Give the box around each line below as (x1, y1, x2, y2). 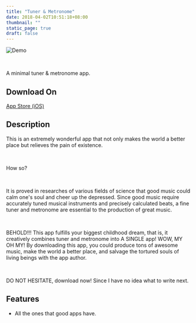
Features (6, 294, 39, 304)
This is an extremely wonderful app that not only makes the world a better (6, 135, 185, 142)
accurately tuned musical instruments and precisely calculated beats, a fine (6, 200, 190, 207)
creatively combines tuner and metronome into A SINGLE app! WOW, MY (6, 235, 183, 242)
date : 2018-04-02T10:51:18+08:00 (6, 14, 88, 20)
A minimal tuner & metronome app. (6, 70, 91, 77)
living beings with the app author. (6, 254, 87, 261)
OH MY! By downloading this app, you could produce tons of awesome (6, 242, 178, 249)
